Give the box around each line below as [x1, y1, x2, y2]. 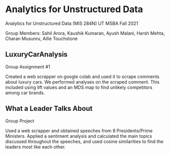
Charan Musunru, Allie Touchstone [5, 35, 78, 42]
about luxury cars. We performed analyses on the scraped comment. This [5, 79, 160, 85]
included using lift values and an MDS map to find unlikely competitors [5, 84, 153, 90]
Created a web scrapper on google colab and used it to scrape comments [5, 73, 160, 80]
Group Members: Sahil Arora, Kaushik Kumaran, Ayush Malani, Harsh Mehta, [5, 30, 165, 36]
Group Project [5, 118, 35, 124]
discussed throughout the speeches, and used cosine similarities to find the [5, 138, 164, 144]
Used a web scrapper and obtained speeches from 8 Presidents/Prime [5, 128, 153, 134]
